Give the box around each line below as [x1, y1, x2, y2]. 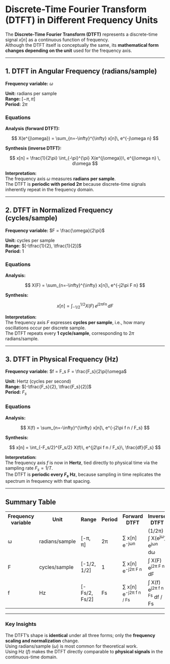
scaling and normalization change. [5, 638, 79, 644]
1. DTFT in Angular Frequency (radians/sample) [5, 67, 157, 76]
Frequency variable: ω [5, 80, 53, 86]
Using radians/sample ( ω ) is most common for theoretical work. [5, 643, 138, 649]
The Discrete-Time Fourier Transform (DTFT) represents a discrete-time [5, 31, 158, 37]
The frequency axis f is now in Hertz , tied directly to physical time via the [5, 459, 158, 466]
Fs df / [148, 593, 163, 601]
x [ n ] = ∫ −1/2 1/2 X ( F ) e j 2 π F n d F [57, 302, 113, 310]
